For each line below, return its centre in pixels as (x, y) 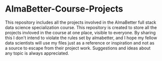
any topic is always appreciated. (37, 53)
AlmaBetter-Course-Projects (64, 9)
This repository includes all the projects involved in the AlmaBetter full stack (81, 22)
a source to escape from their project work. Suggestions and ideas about (78, 48)
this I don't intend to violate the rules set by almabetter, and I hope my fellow (81, 38)
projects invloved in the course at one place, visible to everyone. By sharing (81, 32)
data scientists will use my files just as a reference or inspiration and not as (80, 43)
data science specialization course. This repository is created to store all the (81, 27)
